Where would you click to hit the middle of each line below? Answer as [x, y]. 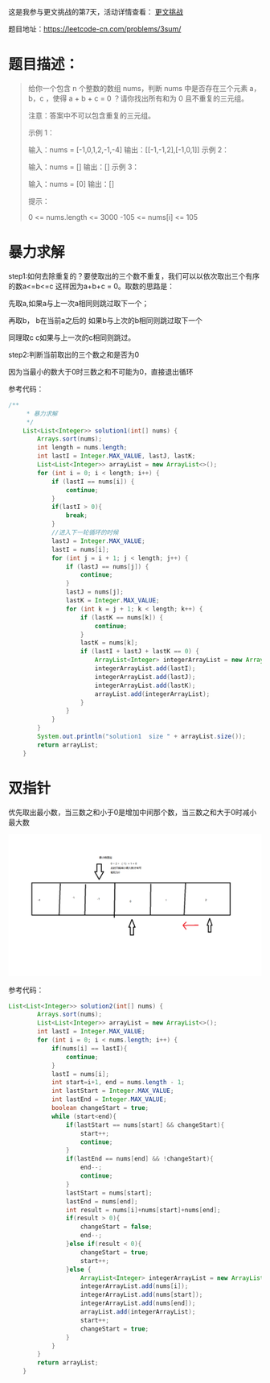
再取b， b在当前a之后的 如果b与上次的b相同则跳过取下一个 [106, 320]
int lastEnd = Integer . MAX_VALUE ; [109, 1099]
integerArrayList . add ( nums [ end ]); [138, 1303]
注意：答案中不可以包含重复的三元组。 [91, 115]
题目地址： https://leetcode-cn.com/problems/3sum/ [95, 29]
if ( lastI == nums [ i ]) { [93, 482]
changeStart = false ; [116, 1227]
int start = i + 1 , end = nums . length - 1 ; [118, 1083]
